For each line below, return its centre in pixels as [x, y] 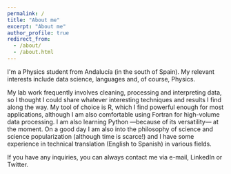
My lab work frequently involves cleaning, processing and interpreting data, [114, 92]
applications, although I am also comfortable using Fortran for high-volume [113, 114]
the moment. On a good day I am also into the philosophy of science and [110, 129]
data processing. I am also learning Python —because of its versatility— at [113, 122]
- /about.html [33, 52]
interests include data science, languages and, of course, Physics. [101, 79]
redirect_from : [29, 39]
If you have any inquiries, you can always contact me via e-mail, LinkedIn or [115, 157]
